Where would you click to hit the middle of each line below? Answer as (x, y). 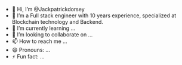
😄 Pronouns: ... (31, 50)
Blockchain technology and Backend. (57, 22)
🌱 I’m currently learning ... (44, 28)
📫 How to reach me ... (39, 41)
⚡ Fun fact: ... (28, 56)
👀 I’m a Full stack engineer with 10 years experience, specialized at (94, 16)
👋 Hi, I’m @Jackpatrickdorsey (48, 9)
